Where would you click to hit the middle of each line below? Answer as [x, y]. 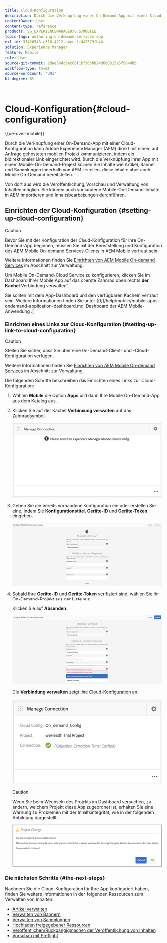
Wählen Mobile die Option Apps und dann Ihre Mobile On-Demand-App [86, 395]
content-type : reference [31, 26]
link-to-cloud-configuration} [41, 330]
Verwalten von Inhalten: [29, 899]
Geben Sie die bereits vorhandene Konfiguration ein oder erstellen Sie [84, 505]
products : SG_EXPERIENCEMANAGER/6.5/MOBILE [51, 32]
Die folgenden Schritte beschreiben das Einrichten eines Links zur [73, 380]
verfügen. [44, 356]
